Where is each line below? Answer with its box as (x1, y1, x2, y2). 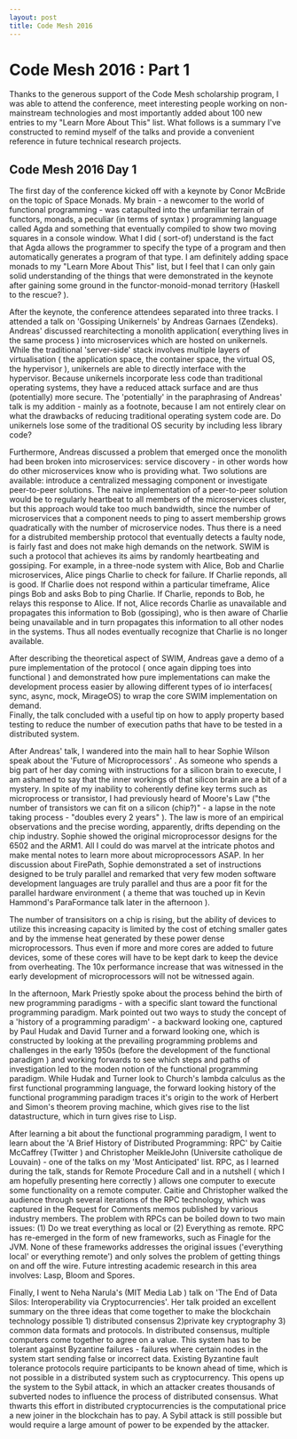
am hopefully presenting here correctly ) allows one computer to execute (9, 1176, 277, 1186)
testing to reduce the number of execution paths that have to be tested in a (9, 719, 283, 730)
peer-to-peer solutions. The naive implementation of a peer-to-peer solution (9, 485, 288, 495)
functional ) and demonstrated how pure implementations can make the (9, 672, 270, 683)
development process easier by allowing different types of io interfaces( (9, 681, 273, 692)
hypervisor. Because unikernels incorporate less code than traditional (9, 373, 263, 383)
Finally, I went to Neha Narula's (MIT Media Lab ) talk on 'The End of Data (9, 1287, 277, 1298)
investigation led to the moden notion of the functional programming (9, 1064, 259, 1074)
